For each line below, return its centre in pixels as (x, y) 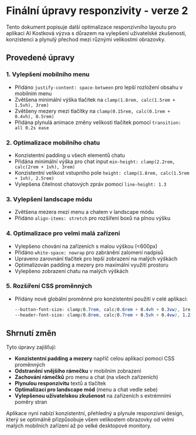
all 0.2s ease (32, 128)
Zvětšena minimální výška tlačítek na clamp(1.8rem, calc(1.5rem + (95, 99)
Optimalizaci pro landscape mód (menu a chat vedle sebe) (86, 389)
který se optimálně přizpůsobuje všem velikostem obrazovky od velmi (90, 420)
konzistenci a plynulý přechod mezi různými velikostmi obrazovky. (86, 39)
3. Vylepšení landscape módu (49, 199)
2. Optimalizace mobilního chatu (53, 143)
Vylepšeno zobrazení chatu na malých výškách (71, 271)
